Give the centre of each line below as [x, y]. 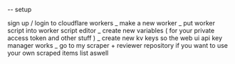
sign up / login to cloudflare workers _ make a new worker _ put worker [111, 23]
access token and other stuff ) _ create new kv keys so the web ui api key [115, 38]
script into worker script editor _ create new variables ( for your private [111, 31]
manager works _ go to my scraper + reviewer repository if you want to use [118, 45]
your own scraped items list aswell [58, 53]
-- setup [20, 9]
